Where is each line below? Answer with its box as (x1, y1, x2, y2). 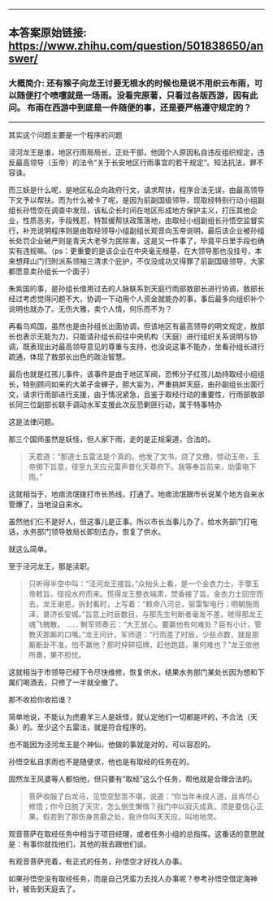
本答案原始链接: (8, 26, 88, 40)
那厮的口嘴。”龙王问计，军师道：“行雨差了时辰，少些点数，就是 (42, 629, 253, 639)
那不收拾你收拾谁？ (8, 694, 73, 704)
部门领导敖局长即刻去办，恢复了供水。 (36, 527, 165, 536)
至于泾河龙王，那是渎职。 (8, 561, 94, 571)
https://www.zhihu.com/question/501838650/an (8, 39, 264, 53)
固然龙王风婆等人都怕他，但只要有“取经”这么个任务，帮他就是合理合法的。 (8, 774, 258, 784)
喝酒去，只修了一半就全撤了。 (22, 677, 123, 687)
